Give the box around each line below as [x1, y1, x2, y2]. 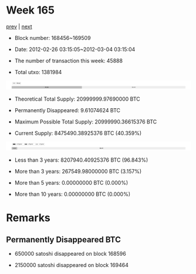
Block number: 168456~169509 [14, 34, 91, 41]
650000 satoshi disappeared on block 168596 [14, 250, 126, 258]
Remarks [6, 211, 51, 225]
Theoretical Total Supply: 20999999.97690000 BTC [14, 95, 141, 103]
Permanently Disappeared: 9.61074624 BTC [14, 107, 121, 114]
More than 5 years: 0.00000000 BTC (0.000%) [14, 179, 129, 186]
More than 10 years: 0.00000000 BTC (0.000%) [14, 191, 131, 198]
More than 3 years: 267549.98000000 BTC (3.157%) [14, 168, 142, 175]
